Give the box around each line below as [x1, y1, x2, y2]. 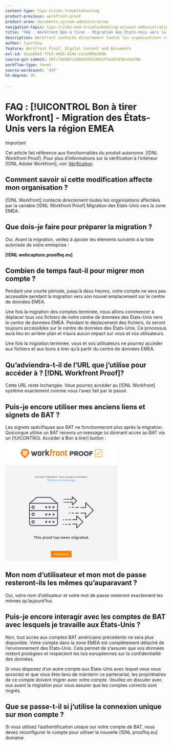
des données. [5, 655, 34, 662]
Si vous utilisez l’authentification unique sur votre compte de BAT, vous [5, 724, 155, 730]
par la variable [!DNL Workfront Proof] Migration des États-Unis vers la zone [5, 202, 166, 208]
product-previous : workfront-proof [5, 13, 81, 19]
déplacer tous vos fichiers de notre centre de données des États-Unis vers [5, 314, 163, 320]
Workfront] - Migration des [5, 112, 122, 124]
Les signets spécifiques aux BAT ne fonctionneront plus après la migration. [5, 424, 163, 430]
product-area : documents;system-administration [5, 19, 109, 24]
